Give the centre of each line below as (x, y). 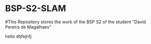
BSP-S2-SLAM (36, 8)
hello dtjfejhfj (18, 36)
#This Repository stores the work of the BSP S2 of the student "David (75, 22)
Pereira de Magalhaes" (28, 27)
